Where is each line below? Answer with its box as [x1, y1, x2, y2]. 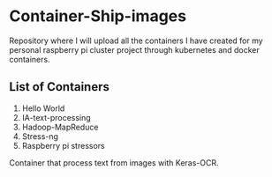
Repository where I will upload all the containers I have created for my [9, 35, 263, 46]
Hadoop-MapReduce [21, 122, 99, 132]
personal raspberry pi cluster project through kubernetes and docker [9, 44, 261, 55]
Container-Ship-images [9, 6, 187, 26]
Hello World [21, 103, 65, 114]
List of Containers [9, 79, 110, 94]
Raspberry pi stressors [21, 140, 105, 151]
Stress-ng [21, 130, 59, 142]
